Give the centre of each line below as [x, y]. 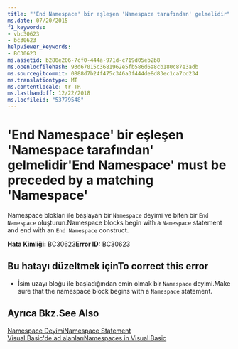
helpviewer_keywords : [39, 47]
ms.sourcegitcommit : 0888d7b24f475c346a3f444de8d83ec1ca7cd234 [103, 73]
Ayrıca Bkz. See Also [53, 313]
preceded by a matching [81, 180]
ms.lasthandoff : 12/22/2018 [49, 93]
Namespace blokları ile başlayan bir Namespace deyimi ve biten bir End [108, 215]
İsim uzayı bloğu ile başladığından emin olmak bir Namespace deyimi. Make [124, 283]
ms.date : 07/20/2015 [38, 21]
